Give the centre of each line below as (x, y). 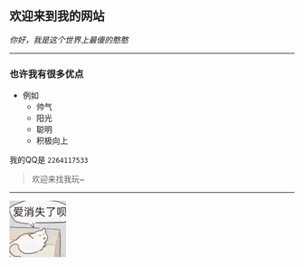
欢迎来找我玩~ (58, 179)
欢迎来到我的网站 (57, 16)
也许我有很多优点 (47, 73)
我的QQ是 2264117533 (49, 160)
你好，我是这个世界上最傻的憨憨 (69, 40)
